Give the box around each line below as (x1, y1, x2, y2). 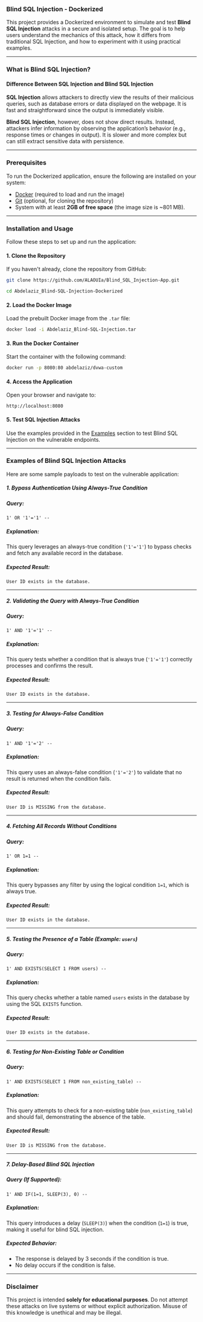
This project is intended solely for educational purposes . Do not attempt (6, 1296, 188, 1303)
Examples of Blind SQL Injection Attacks (6, 457, 126, 465)
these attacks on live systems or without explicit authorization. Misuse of (6, 1303, 187, 1310)
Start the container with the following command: (6, 353, 126, 360)
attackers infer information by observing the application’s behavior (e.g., (6, 125, 186, 132)
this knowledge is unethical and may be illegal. (6, 1309, 123, 1317)
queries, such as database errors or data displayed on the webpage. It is (6, 100, 187, 107)
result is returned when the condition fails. (6, 775, 112, 782)
